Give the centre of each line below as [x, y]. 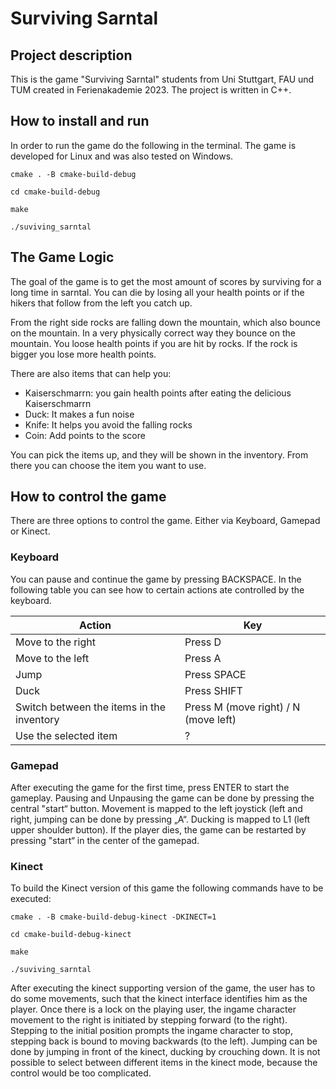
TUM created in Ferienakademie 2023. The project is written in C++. [151, 90]
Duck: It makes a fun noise [79, 414]
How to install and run [80, 121]
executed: [31, 899]
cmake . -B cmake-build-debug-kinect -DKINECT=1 [113, 917]
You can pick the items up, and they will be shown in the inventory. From [159, 454]
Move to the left [52, 658]
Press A [203, 658]
